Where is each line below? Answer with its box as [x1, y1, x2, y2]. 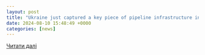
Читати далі [6, 42, 37, 50]
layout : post [6, 8, 40, 15]
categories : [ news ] [6, 25, 56, 32]
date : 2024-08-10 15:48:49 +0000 [6, 20, 92, 26]
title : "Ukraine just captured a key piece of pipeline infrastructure [6, 15, 192, 21]
